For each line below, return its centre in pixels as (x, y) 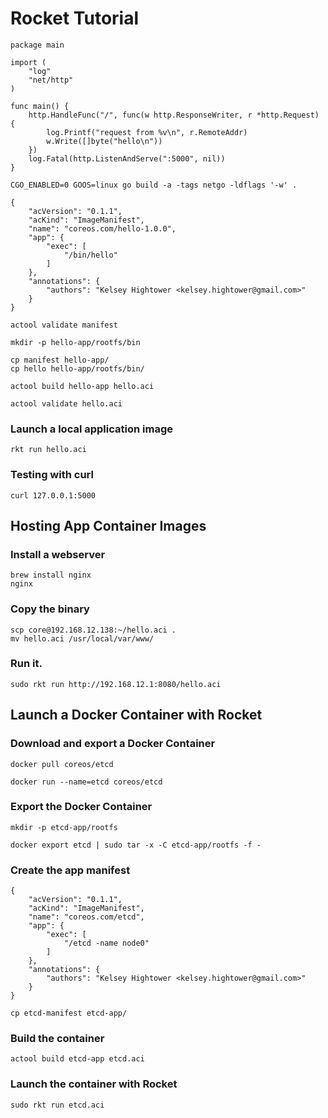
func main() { (40, 106)
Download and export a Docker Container (113, 744)
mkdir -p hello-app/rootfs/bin (75, 342)
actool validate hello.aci (66, 403)
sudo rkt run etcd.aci (57, 1105)
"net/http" (51, 80)
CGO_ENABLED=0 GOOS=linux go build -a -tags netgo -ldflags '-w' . (154, 185)
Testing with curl (52, 475)
